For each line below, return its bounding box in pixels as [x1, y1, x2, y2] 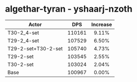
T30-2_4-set [7, 29, 39, 36]
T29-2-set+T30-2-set [7, 45, 63, 52]
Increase [91, 21, 112, 28]
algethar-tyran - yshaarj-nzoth [5, 3, 133, 15]
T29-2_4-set [7, 37, 39, 44]
